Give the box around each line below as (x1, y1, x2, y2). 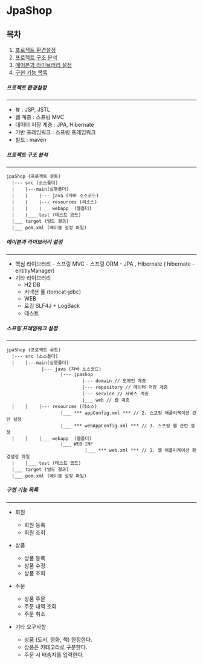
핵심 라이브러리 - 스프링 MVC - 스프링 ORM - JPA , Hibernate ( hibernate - (14, 260, 195, 267)
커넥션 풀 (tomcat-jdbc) (24, 288, 82, 295)
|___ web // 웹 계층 (82, 397, 130, 403)
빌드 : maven (14, 136, 47, 143)
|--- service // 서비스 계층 (82, 391, 149, 397)
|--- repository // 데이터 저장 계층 (82, 384, 168, 390)
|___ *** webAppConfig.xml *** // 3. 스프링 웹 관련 (60, 423, 188, 429)
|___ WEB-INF (60, 441, 94, 447)
